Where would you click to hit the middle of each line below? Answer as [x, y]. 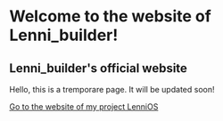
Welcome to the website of [110, 16]
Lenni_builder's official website [98, 68]
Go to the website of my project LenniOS [84, 107]
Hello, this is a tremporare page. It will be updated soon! [112, 89]
